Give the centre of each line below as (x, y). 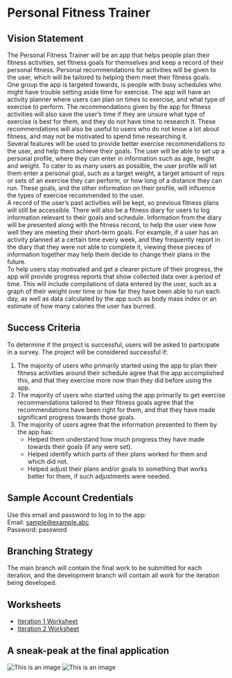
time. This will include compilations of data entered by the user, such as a (112, 284)
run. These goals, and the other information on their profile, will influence (111, 188)
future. (17, 262)
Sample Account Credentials (70, 498)
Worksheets (34, 605)
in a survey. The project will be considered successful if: (88, 352)
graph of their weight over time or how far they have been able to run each (114, 291)
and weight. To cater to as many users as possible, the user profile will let (112, 166)
